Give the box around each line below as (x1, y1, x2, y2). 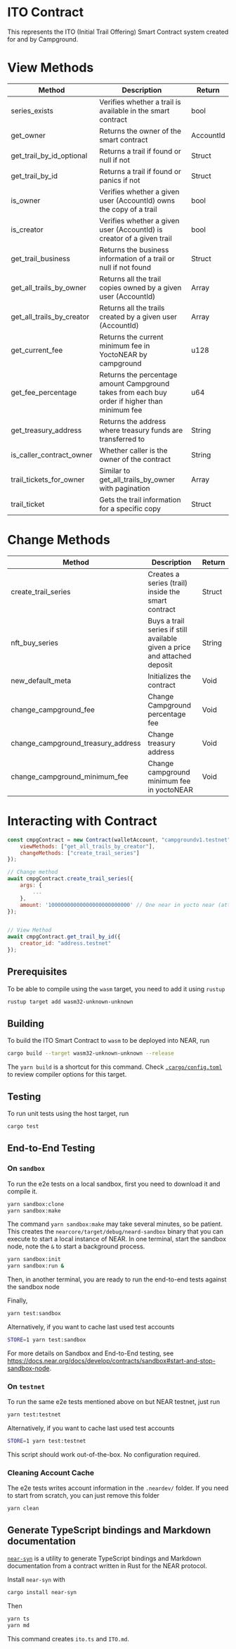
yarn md (7, 1622, 30, 1629)
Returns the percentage (99, 370, 178, 380)
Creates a (147, 569, 181, 579)
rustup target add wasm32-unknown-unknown (7, 998, 133, 1005)
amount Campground (99, 378, 170, 388)
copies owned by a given (99, 282, 182, 292)
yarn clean (7, 1505, 39, 1512)
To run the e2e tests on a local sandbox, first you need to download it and (7, 1179, 221, 1188)
